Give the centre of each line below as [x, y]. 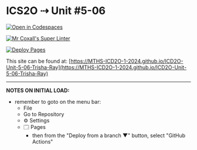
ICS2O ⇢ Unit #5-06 [56, 11]
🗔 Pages [34, 127]
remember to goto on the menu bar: [58, 101]
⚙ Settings [36, 120]
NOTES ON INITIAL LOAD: [38, 90]
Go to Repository [44, 114]
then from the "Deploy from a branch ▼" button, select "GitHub [109, 135]
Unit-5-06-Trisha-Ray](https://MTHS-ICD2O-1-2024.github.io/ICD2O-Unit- [96, 67]
